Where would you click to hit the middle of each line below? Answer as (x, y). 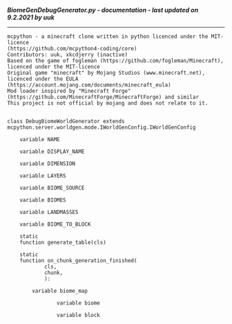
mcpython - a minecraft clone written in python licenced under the (108, 37)
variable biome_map (60, 291)
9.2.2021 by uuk (31, 17)
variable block (78, 315)
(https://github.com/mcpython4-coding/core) (72, 48)
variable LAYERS (43, 176)
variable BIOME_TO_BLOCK (55, 224)
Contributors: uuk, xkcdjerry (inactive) (68, 55)
